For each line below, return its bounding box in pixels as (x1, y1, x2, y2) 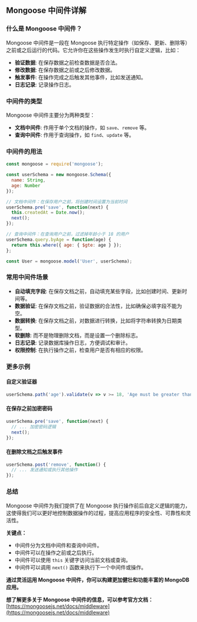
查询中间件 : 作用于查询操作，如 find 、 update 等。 (14, 131, 135, 138)
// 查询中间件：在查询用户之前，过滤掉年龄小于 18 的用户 (6, 231, 130, 237)
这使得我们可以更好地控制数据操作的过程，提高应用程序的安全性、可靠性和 (6, 509, 186, 516)
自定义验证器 (6, 378, 37, 385)
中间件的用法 (6, 147, 43, 156)
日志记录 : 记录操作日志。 (14, 81, 74, 88)
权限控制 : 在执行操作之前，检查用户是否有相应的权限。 (14, 346, 147, 354)
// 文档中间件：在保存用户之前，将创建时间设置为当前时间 (6, 199, 128, 204)
